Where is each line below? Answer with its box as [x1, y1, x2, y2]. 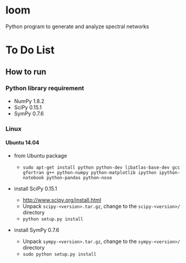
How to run [5, 67, 47, 77]
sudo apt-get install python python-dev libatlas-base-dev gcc [22, 165, 181, 170]
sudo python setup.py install [22, 251, 97, 257]
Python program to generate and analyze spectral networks [5, 23, 150, 30]
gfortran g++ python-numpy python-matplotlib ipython [22, 169, 157, 176]
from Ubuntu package [13, 152, 67, 159]
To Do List [5, 43, 55, 57]
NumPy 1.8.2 [13, 97, 44, 104]
